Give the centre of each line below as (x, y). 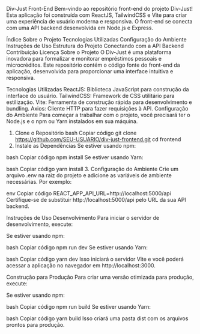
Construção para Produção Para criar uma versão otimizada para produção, (100, 277)
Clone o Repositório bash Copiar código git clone (76, 133)
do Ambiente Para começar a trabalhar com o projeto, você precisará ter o (98, 115)
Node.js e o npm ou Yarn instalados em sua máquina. (72, 121)
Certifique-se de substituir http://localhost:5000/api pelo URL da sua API (96, 200)
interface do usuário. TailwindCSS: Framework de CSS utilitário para (91, 96)
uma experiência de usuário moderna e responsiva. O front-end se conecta (99, 21)
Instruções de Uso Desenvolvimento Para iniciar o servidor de (83, 218)
